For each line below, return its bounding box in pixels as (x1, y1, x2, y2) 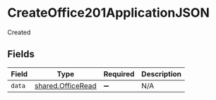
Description (140, 69, 182, 78)
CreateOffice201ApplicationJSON (7, 5, 210, 21)
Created (7, 28, 31, 36)
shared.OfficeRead (34, 80, 97, 90)
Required (103, 69, 135, 78)
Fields (7, 48, 35, 60)
